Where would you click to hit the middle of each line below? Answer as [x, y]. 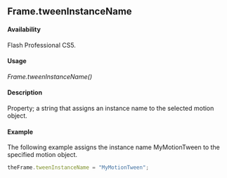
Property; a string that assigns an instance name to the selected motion [111, 108]
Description [25, 93]
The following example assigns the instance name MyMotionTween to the [113, 147]
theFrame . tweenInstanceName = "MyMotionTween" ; [78, 167]
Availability [24, 29]
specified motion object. [43, 155]
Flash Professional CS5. [41, 45]
